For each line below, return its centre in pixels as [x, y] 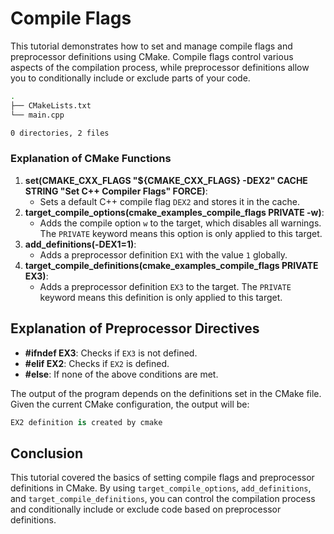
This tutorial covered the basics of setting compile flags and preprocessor [162, 478]
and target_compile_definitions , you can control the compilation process [163, 499]
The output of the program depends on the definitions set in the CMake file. [166, 393]
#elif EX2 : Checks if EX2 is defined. [97, 363]
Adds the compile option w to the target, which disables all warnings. [180, 223]
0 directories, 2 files [60, 133]
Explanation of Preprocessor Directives [135, 328]
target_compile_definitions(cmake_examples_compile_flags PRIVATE [171, 265]
